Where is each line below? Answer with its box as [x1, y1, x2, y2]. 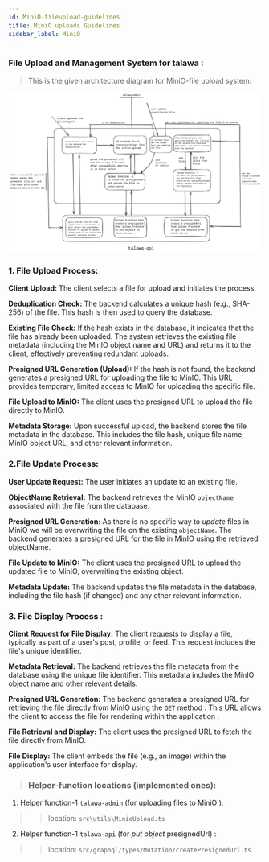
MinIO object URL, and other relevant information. [8, 439, 173, 448]
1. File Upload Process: [8, 266, 99, 277]
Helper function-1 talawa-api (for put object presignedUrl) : [19, 829, 217, 839]
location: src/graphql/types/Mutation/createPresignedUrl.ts [47, 845, 251, 855]
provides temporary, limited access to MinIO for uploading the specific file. [8, 382, 255, 391]
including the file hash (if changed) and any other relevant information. [8, 590, 243, 600]
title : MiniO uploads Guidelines [8, 21, 120, 30]
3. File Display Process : [8, 610, 104, 621]
